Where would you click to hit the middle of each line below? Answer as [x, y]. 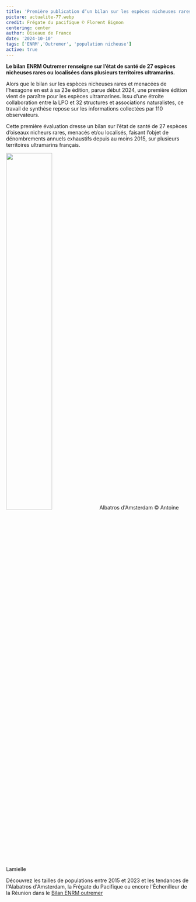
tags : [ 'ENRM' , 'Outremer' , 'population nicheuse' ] [69, 44]
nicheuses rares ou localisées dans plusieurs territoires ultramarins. [90, 72]
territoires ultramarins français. [43, 144]
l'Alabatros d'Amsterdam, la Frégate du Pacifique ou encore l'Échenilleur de [97, 886]
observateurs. [23, 115]
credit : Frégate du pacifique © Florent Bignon [65, 22]
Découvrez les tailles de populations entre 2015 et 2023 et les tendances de [97, 880]
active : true [22, 50]
